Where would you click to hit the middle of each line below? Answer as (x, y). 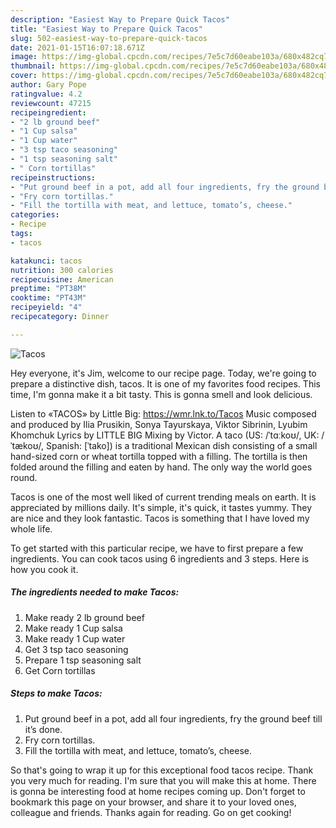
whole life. (31, 528)
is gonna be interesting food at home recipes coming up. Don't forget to (158, 791)
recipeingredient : (48, 112)
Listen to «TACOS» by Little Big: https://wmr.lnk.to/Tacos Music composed (163, 413)
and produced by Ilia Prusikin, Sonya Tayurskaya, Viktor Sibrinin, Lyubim (159, 424)
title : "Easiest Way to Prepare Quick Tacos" (106, 29)
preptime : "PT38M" (48, 289)
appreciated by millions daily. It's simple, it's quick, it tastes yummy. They (161, 507)
